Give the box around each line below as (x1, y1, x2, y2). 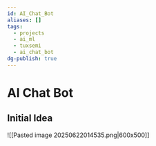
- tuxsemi (13, 42, 41, 49)
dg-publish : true (7, 55, 57, 62)
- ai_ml (13, 36, 36, 43)
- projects (13, 29, 45, 37)
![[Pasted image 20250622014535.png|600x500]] (7, 131, 150, 139)
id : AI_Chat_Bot (7, 10, 54, 17)
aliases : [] (7, 17, 41, 24)
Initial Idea (7, 112, 53, 125)
